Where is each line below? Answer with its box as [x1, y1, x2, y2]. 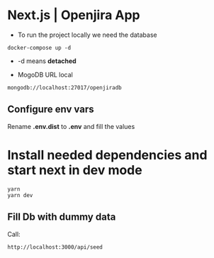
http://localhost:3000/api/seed [7, 243, 103, 251]
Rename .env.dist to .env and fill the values [7, 122, 135, 130]
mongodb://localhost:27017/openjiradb [7, 84, 122, 91]
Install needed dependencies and [7, 147, 208, 163]
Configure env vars [7, 103, 94, 116]
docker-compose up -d [7, 44, 72, 51]
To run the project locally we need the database [17, 30, 157, 39]
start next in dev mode [7, 162, 143, 178]
